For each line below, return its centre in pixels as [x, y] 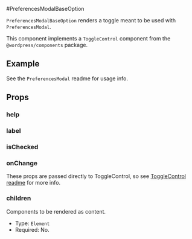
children [19, 199]
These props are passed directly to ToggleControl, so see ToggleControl [96, 176]
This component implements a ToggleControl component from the [88, 38]
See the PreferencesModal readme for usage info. [67, 78]
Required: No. [32, 229]
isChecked [22, 147]
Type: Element [32, 223]
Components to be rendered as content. [56, 211]
